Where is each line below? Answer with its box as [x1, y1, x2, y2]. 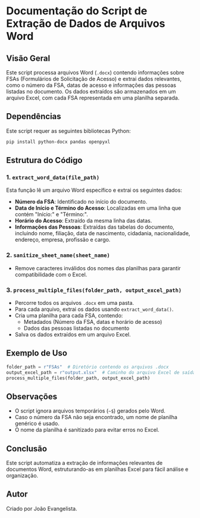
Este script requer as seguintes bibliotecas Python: [6, 127, 131, 135]
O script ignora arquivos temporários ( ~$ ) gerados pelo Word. [14, 407, 165, 414]
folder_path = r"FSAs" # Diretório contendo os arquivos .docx [6, 364, 169, 370]
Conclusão [6, 444, 48, 454]
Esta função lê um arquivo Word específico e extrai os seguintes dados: [6, 186, 183, 194]
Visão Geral [6, 53, 51, 63]
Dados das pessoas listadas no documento [23, 324, 130, 332]
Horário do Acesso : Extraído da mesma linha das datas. [14, 217, 152, 224]
